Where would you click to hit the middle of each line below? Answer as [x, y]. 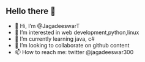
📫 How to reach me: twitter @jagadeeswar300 [74, 52]
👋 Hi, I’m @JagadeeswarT [47, 26]
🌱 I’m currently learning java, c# [55, 39]
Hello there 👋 [31, 11]
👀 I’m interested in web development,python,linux [77, 32]
